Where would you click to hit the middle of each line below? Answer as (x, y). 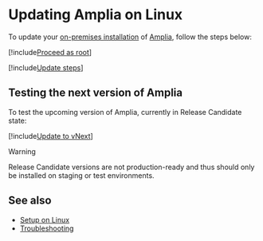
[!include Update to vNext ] (51, 136)
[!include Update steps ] (46, 67)
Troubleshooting (47, 228)
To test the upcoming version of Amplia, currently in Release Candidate (125, 112)
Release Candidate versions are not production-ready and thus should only (131, 167)
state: (18, 120)
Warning (22, 151)
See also (30, 201)
